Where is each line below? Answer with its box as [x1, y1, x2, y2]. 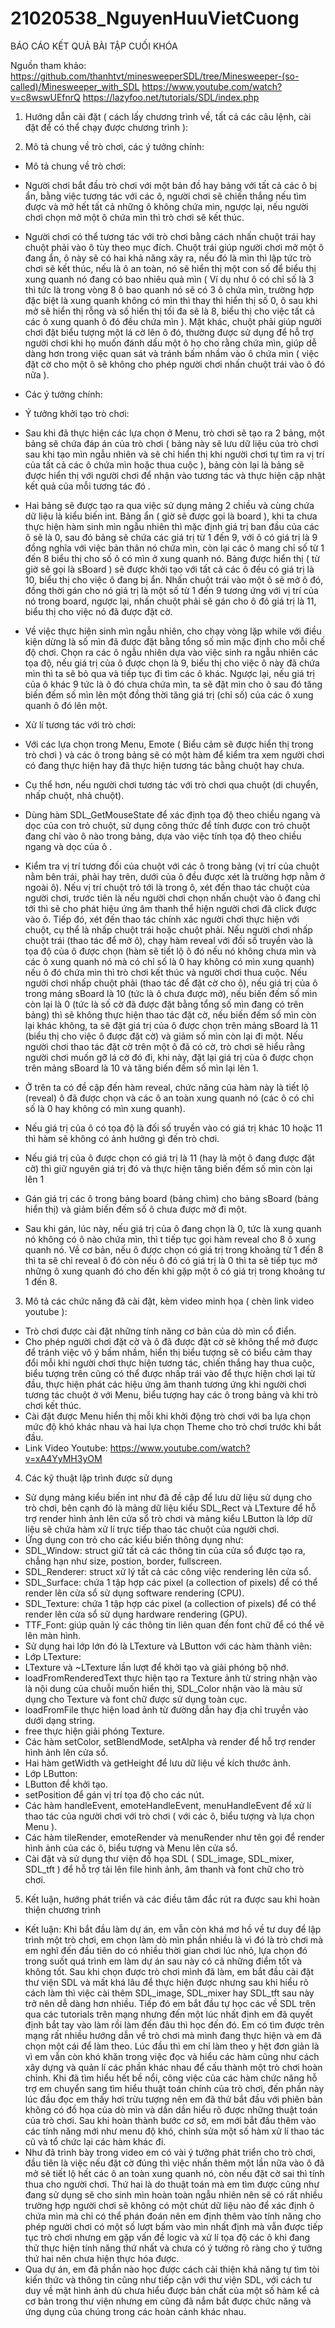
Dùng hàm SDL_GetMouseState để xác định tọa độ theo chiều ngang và [24, 808, 321, 821]
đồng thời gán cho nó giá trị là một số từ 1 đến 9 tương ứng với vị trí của [24, 584, 319, 596]
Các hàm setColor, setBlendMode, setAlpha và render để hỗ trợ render [24, 1735, 317, 1747]
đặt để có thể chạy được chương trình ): [24, 121, 189, 133]
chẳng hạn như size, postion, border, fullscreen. [24, 1555, 223, 1567]
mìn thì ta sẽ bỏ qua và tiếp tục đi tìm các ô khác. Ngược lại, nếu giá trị [24, 667, 316, 679]
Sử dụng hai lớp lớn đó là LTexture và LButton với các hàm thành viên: [24, 1640, 313, 1652]
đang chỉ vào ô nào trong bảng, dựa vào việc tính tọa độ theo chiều [24, 830, 302, 842]
